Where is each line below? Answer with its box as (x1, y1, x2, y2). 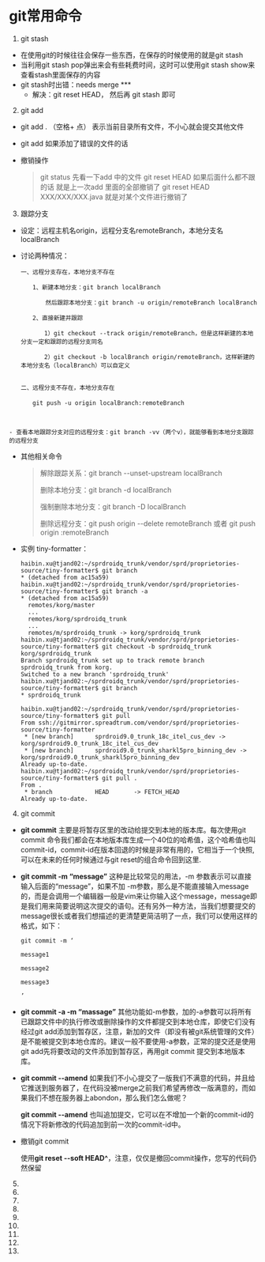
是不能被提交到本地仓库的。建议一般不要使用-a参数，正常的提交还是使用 (20, 1037, 256, 1046)
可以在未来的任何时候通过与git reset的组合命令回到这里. (20, 855, 202, 864)
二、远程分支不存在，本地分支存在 (20, 384, 115, 391)
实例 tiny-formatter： (20, 543, 89, 554)
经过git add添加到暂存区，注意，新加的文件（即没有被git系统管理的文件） (20, 1026, 256, 1036)
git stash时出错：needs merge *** (20, 80, 132, 89)
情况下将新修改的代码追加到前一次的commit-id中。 (20, 1120, 185, 1129)
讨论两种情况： (20, 251, 69, 260)
